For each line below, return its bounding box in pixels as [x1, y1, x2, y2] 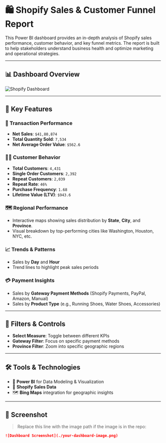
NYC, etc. [12, 233, 32, 239]
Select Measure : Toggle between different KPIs [12, 333, 110, 339]
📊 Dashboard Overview [5, 70, 80, 79]
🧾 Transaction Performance [5, 120, 73, 127]
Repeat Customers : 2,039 [12, 176, 65, 182]
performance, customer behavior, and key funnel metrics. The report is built [5, 40, 160, 46]
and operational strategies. [5, 51, 60, 57]
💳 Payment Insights [5, 277, 55, 284]
